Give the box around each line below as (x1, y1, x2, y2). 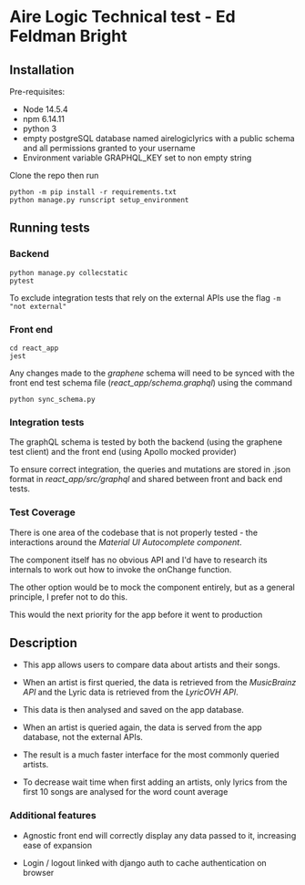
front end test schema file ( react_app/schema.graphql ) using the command (9, 376, 293, 388)
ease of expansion (22, 839, 93, 850)
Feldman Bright (9, 26, 127, 46)
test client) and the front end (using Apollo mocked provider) (9, 447, 237, 458)
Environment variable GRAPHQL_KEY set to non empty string (22, 152, 252, 163)
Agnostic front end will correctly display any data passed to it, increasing (22, 829, 297, 840)
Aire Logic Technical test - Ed (9, 6, 236, 27)
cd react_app (9, 344, 59, 353)
